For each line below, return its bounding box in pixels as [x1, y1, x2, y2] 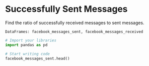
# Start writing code [5, 51, 50, 56]
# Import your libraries [5, 38, 57, 43]
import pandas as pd [5, 42, 48, 47]
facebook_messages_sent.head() [5, 56, 70, 61]
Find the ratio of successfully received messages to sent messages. [5, 20, 145, 26]
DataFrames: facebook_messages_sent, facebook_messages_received [5, 29, 143, 34]
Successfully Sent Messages [5, 3, 128, 15]
